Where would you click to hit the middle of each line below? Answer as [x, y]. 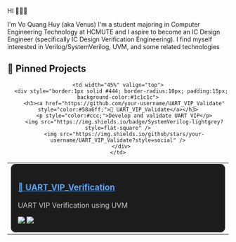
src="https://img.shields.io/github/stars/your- [132, 134]
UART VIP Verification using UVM [73, 205]
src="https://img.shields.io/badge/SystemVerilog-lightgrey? [132, 122]
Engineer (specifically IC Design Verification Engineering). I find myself [110, 39]
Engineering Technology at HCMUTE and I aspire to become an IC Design [114, 32]
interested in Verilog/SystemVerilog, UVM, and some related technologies [113, 47]
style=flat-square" [113, 128]
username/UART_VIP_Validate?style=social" [113, 140]
